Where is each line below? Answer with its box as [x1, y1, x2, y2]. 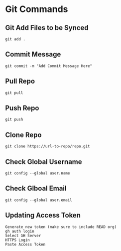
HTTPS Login [5, 237, 30, 242]
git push [5, 117, 23, 122]
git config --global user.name [5, 171, 70, 176]
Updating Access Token [5, 211, 81, 219]
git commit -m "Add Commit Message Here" [5, 63, 93, 68]
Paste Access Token [5, 241, 46, 247]
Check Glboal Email [5, 184, 67, 193]
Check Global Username [5, 157, 82, 166]
